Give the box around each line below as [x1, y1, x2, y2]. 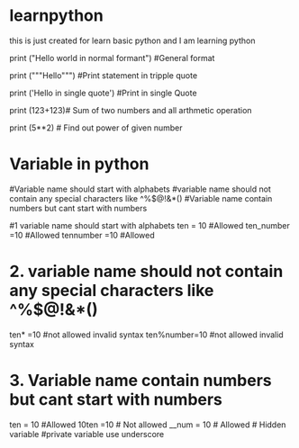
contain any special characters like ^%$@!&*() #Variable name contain [9, 193, 273, 203]
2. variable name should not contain [9, 262, 284, 282]
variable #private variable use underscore [9, 428, 165, 439]
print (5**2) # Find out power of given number [9, 122, 183, 133]
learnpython [9, 5, 104, 26]
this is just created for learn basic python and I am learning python [9, 35, 256, 46]
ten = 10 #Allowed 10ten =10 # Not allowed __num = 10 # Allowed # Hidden [9, 419, 286, 430]
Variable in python [9, 154, 149, 175]
